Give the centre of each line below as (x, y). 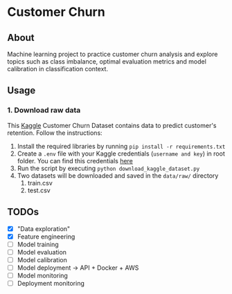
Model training (38, 244)
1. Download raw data (44, 110)
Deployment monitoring (51, 283)
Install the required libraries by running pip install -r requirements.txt (121, 146)
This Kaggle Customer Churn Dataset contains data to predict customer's (112, 125)
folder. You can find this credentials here (75, 160)
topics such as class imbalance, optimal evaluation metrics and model (107, 62)
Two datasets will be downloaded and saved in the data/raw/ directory (118, 175)
